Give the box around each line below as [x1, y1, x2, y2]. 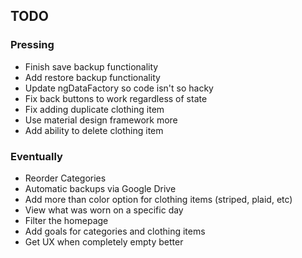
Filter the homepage [24, 214, 109, 226]
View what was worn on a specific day [24, 204, 184, 216]
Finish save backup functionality [24, 60, 159, 73]
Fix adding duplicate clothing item [24, 103, 165, 115]
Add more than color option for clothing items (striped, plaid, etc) [24, 193, 293, 205]
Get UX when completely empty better [24, 235, 184, 248]
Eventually [10, 149, 63, 163]
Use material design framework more [24, 114, 178, 126]
